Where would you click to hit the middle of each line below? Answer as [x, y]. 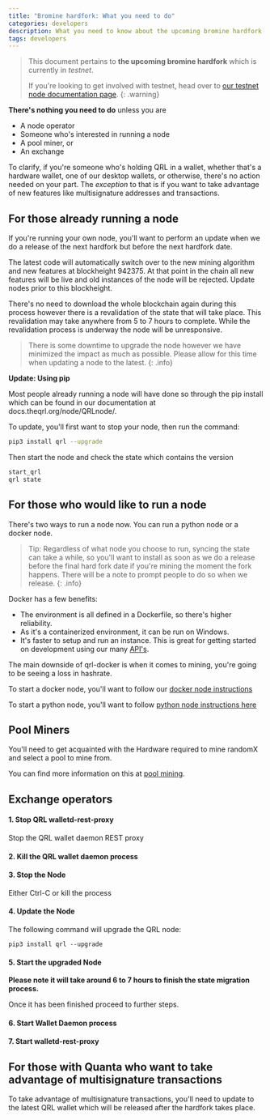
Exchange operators [61, 799]
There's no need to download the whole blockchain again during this [122, 304]
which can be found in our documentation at [82, 402]
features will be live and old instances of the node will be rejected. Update [132, 279]
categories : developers [49, 23]
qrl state [25, 479]
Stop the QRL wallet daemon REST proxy [76, 837]
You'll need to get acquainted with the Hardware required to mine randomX [133, 749]
